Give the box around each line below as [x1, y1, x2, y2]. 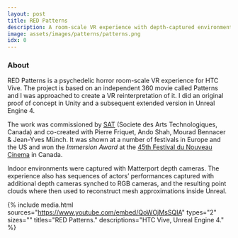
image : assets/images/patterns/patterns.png [7, 30, 141, 38]
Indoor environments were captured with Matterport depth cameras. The [7, 164, 220, 173]
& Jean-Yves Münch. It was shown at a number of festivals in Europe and [7, 136, 221, 144]
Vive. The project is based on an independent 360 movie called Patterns [7, 84, 218, 92]
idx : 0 [7, 37, 27, 44]
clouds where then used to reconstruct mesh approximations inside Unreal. [7, 187, 227, 195]
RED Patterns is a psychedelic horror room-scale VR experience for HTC [7, 76, 219, 85]
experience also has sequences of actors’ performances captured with [7, 172, 215, 180]
